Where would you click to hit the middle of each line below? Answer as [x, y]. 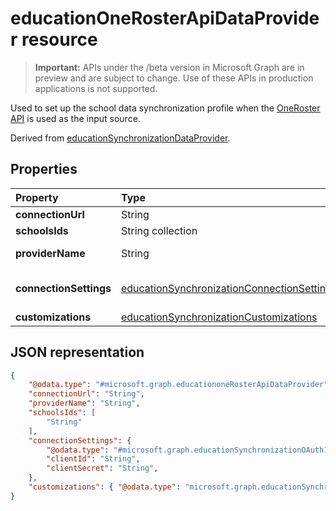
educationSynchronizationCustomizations [219, 317]
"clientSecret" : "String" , [102, 468]
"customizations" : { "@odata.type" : [105, 487]
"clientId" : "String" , [93, 459]
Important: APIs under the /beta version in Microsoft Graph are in [169, 67]
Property [37, 197]
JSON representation [77, 352]
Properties [44, 169]
